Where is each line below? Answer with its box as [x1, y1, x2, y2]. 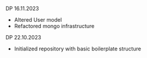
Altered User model [14, 16, 62, 23]
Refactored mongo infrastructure [14, 23, 95, 29]
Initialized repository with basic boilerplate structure [14, 45, 142, 52]
